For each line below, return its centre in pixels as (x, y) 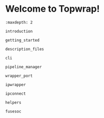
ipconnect (16, 94)
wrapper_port (19, 76)
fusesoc (13, 111)
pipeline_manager (24, 67)
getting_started (22, 40)
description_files (25, 49)
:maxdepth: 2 (19, 22)
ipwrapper (16, 84)
